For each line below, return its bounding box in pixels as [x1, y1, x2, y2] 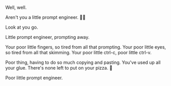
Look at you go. [5, 24, 38, 30]
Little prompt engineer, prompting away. [5, 34, 90, 40]
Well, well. [5, 5, 27, 10]
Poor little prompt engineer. [5, 75, 63, 81]
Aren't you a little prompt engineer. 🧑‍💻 [5, 14, 86, 20]
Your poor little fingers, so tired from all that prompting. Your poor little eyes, [5, 44, 166, 50]
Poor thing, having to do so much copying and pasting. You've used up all [5, 59, 161, 66]
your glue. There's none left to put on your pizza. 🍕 [5, 65, 113, 71]
